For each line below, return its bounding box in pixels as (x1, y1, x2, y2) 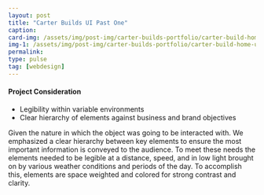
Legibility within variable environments (19, 104, 145, 114)
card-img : (8, 33, 41, 42)
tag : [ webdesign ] (8, 63, 65, 71)
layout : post (8, 11, 51, 20)
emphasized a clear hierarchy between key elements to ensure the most (8, 136, 242, 145)
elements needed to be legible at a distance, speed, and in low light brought (8, 153, 254, 162)
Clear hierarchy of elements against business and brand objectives (19, 112, 236, 122)
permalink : (8, 48, 44, 56)
